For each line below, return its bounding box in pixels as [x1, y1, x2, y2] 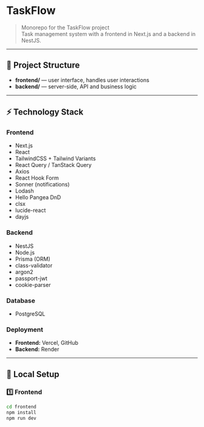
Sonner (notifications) [15, 181, 70, 188]
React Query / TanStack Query [15, 161, 92, 169]
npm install [6, 409, 36, 415]
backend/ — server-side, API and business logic [15, 83, 137, 90]
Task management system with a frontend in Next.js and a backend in [21, 30, 196, 37]
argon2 [15, 268, 33, 275]
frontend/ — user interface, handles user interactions [15, 76, 150, 83]
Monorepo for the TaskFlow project [21, 24, 110, 31]
